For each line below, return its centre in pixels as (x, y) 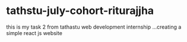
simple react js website (34, 33)
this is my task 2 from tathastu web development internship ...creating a (94, 27)
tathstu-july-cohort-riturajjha (80, 11)
